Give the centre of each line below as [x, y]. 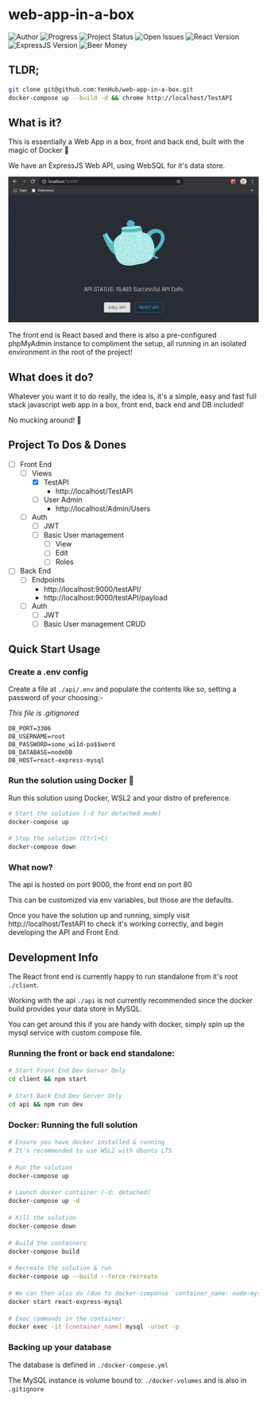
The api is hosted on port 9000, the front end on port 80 [100, 885]
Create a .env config [48, 672]
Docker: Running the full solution [73, 1125]
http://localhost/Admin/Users [103, 509]
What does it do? [51, 377]
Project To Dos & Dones [68, 445]
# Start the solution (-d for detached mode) [85, 813]
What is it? [35, 122]
